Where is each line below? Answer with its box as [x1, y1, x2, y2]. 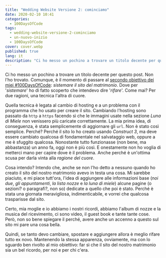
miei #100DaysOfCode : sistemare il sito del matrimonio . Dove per [5, 82, 138, 88]
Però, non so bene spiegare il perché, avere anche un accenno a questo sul [5, 216, 159, 222]
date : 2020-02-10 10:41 [5, 12, 54, 17]
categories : [5, 16, 30, 21]
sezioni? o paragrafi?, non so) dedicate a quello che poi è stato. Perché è [5, 186, 154, 192]
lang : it [5, 53, 23, 59]
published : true [5, 49, 39, 54]
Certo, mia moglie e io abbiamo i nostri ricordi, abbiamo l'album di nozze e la [5, 206, 161, 212]
